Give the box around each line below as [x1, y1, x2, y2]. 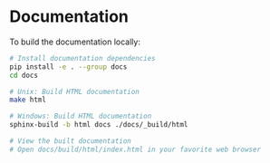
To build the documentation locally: [9, 36, 140, 47]
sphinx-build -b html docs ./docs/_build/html [9, 120, 188, 129]
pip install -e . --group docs [9, 62, 128, 72]
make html [9, 95, 47, 105]
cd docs [9, 71, 39, 80]
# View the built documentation [9, 137, 131, 146]
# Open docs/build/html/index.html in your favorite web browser [9, 145, 261, 154]
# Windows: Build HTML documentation [9, 111, 152, 121]
